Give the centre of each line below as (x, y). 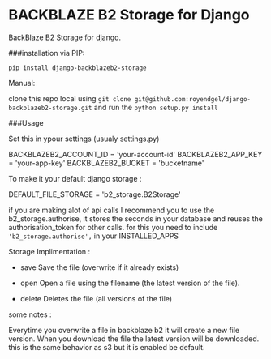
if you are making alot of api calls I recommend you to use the (112, 210)
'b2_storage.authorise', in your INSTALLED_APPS (94, 236)
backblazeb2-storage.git (50, 108)
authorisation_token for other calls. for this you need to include (113, 227)
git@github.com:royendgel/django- (193, 99)
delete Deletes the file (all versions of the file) (96, 298)
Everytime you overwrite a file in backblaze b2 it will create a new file (124, 330)
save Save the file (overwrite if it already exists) (99, 267)
